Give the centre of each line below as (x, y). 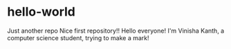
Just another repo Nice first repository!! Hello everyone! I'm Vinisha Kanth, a (116, 31)
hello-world (41, 12)
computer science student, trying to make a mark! (78, 37)
